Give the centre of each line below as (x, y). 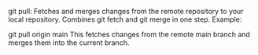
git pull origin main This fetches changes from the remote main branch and (129, 34)
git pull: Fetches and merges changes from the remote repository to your (126, 11)
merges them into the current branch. (69, 43)
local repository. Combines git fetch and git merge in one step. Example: (125, 19)
